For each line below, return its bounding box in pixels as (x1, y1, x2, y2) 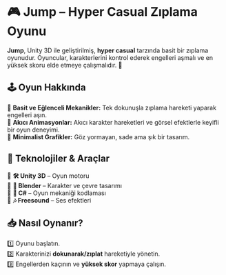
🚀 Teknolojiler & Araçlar (7, 153, 110, 165)
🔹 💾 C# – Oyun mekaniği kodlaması (7, 189, 107, 197)
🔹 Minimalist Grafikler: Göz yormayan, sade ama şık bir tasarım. (7, 132, 190, 141)
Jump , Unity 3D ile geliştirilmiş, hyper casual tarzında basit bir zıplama (7, 46, 209, 54)
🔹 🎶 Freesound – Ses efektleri (7, 196, 92, 204)
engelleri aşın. (7, 110, 47, 119)
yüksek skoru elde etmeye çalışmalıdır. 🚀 (7, 61, 123, 69)
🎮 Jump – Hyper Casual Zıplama (7, 4, 198, 20)
